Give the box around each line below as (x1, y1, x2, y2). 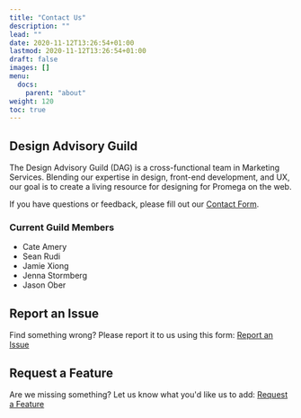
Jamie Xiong (22, 261, 69, 271)
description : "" (9, 22, 70, 31)
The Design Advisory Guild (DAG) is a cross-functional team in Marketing (9, 163, 280, 173)
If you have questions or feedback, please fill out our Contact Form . (9, 199, 260, 209)
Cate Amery (22, 242, 67, 253)
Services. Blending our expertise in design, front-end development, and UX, (9, 172, 290, 182)
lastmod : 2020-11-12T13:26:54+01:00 (9, 47, 146, 56)
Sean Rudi (22, 251, 61, 262)
